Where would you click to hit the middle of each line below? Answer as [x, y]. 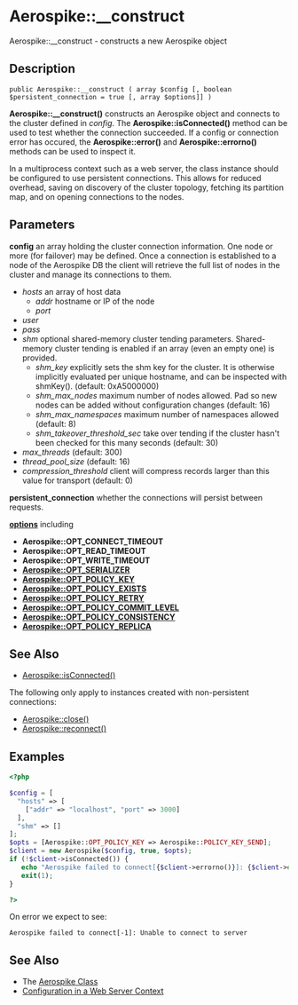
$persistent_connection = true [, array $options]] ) [111, 97]
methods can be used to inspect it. [72, 151]
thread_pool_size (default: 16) [76, 461]
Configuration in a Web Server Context [93, 991]
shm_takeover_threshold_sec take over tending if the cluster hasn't [157, 433]
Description [42, 69]
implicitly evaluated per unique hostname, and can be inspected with [161, 376]
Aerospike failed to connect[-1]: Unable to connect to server [129, 933]
